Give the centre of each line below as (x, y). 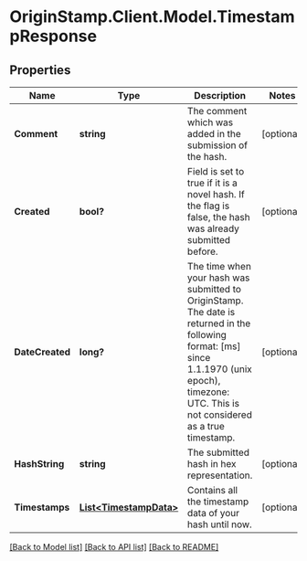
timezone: (208, 392)
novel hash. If (216, 194)
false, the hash (218, 217)
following (206, 335)
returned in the (219, 323)
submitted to (214, 289)
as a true (206, 426)
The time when (219, 266)
